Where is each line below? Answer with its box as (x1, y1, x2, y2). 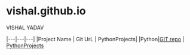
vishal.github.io (6, 4, 86, 18)
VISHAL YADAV (6, 24, 44, 31)
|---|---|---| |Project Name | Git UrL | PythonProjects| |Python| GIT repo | (6, 35, 185, 42)
